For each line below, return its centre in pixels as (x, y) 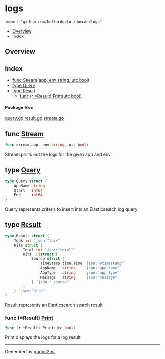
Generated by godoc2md (30, 352)
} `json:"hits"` (31, 291)
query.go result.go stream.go (35, 118)
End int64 (28, 195)
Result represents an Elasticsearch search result (54, 305)
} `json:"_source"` (51, 282)
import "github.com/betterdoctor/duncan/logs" (54, 22)
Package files (19, 107)
